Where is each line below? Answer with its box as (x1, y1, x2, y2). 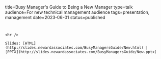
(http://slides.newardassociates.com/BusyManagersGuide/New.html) (5, 45, 144, 50)
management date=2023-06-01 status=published (5, 15, 106, 20)
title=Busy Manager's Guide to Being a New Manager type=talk (5, 4, 133, 10)
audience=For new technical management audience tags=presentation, (5, 9, 150, 15)
